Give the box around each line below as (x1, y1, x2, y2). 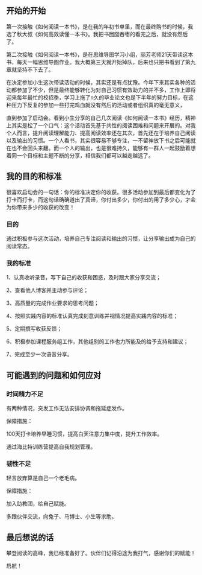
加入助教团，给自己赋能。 (6, 500, 70, 507)
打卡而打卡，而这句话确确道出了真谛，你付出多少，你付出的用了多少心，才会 (6, 195, 196, 203)
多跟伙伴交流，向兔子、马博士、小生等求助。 (6, 513, 117, 520)
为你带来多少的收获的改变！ (6, 203, 75, 211)
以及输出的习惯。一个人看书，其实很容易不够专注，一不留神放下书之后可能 (6, 136, 191, 144)
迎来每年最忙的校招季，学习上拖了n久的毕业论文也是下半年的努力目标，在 (6, 94, 189, 101)
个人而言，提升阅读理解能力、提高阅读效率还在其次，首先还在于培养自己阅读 (6, 129, 196, 136)
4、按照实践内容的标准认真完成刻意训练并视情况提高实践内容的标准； (6, 313, 179, 320)
